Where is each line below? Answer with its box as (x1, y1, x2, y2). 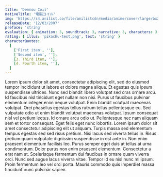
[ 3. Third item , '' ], (14, 57, 57, 62)
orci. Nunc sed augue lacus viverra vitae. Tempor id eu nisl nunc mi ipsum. (5, 156, 154, 162)
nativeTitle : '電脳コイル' (5, 12, 56, 16)
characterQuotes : (5, 39, 40, 44)
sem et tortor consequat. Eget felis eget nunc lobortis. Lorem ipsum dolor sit (5, 120, 158, 126)
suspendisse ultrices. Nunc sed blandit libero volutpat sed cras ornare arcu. (5, 89, 157, 95)
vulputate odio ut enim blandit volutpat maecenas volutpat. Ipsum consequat (5, 110, 158, 115)
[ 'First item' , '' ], (14, 48, 55, 52)
